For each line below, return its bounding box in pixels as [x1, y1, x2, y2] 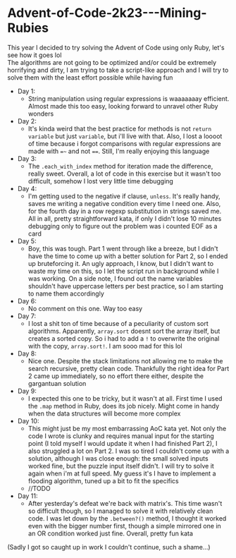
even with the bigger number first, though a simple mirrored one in [27, 521, 222, 530]
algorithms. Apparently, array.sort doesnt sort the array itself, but [27, 327, 221, 335]
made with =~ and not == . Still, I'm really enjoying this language [27, 147, 210, 155]
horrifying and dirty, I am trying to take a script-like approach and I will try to [7, 66, 229, 74]
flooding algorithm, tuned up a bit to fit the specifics [27, 476, 180, 485]
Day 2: [17, 116, 37, 125]
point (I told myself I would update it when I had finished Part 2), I [27, 439, 218, 447]
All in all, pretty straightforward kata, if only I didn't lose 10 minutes [27, 214, 222, 223]
